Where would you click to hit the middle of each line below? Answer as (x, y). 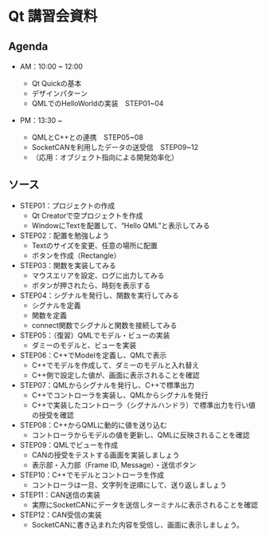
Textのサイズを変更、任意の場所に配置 (94, 245)
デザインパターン (59, 93)
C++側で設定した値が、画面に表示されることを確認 (116, 375)
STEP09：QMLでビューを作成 (68, 444)
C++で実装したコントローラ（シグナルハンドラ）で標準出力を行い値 (144, 405)
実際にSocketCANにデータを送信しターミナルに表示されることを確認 (145, 504)
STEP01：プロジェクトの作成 (67, 205)
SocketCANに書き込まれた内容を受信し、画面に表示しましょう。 (138, 524)
